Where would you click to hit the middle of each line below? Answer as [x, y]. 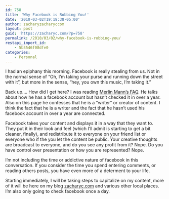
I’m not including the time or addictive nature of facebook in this [72, 160]
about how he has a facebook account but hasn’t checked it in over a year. [83, 97]
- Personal [26, 57]
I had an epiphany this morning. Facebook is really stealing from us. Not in [82, 71]
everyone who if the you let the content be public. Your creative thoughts [81, 139]
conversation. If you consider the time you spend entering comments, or [80, 166]
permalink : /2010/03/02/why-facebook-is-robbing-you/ [63, 38]
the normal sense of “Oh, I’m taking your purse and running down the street [84, 77]
